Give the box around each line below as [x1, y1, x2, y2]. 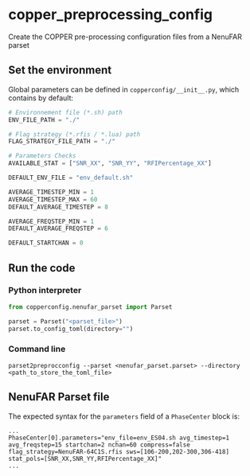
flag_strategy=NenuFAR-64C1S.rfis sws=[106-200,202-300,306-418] [8, 447, 229, 455]
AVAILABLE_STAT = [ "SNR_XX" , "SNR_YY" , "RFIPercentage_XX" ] [8, 159, 213, 168]
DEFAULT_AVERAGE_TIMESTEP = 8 [8, 203, 109, 211]
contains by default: [8, 93, 74, 103]
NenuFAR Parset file [8, 390, 110, 404]
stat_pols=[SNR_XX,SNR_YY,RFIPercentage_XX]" [8, 455, 162, 462]
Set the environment [8, 64, 112, 77]
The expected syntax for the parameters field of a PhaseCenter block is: [8, 412, 240, 421]
